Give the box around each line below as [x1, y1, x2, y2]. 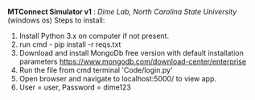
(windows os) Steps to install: [7, 15, 105, 25]
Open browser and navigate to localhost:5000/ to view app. [19, 74, 217, 83]
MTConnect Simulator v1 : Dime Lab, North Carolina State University [7, 7, 237, 16]
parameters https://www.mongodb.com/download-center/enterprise [19, 56, 247, 66]
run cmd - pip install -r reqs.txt [19, 40, 121, 49]
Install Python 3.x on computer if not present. [19, 31, 170, 40]
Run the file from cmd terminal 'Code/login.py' [19, 65, 174, 75]
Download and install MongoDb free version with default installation [19, 48, 245, 57]
